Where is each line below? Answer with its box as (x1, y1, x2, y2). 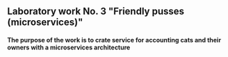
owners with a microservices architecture (7, 43, 131, 51)
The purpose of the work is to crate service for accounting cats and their (7, 35, 221, 44)
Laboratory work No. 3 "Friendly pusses (7, 6, 185, 17)
